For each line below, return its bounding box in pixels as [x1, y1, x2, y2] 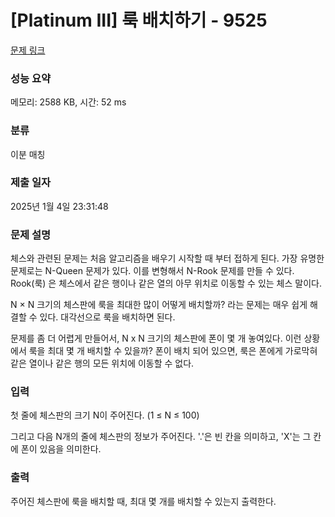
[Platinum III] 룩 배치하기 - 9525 [10, 9, 268, 32]
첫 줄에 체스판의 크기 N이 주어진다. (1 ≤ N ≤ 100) [10, 409, 200, 421]
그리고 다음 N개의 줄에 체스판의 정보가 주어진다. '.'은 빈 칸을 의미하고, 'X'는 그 [10, 431, 312, 443]
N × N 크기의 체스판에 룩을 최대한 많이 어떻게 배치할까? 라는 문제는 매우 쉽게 [10, 299, 308, 311]
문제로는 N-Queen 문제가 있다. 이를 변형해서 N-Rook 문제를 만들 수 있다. [10, 265, 295, 277]
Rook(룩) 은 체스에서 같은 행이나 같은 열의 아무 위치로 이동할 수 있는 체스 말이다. [10, 277, 322, 290]
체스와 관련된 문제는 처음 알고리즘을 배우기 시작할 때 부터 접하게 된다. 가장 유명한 [10, 252, 325, 265]
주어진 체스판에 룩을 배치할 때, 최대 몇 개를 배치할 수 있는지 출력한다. [10, 495, 277, 507]
